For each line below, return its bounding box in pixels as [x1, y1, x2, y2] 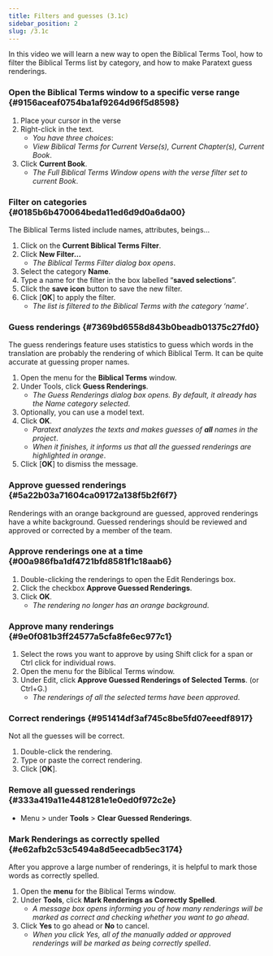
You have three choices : [32, 133, 114, 142]
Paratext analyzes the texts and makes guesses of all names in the [32, 424, 258, 435]
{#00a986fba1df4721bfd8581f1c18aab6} [8, 556, 172, 567]
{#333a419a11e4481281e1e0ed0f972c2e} [8, 794, 176, 806]
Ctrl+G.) [19, 684, 48, 693]
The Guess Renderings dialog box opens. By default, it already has [32, 390, 258, 400]
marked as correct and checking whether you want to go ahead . [32, 912, 249, 923]
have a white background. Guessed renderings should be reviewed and [8, 517, 248, 527]
